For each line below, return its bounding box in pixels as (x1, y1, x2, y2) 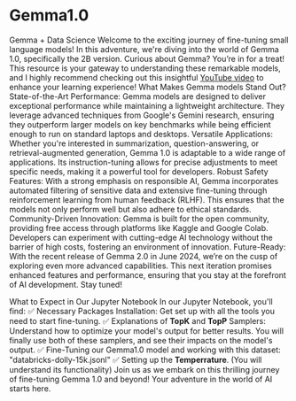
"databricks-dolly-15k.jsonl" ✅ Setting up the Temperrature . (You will (9, 354, 263, 365)
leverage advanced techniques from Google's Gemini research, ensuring (9, 110, 275, 120)
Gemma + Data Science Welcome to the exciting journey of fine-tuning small (9, 35, 289, 45)
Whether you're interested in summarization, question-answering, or (9, 138, 260, 149)
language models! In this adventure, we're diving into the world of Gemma (9, 43, 279, 54)
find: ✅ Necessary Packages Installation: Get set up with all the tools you (9, 305, 275, 316)
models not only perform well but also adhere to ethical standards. (9, 204, 252, 214)
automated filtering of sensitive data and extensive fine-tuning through (9, 185, 268, 196)
